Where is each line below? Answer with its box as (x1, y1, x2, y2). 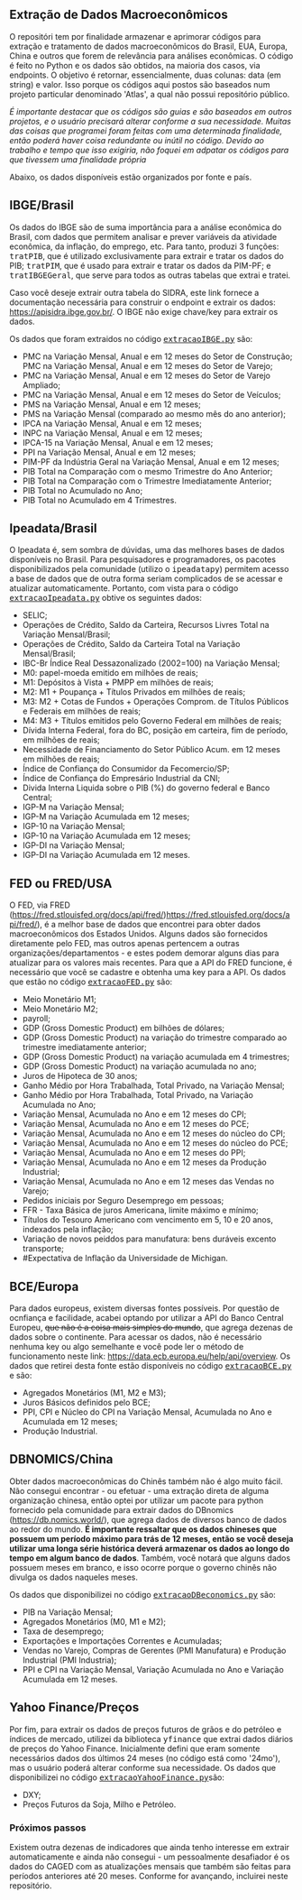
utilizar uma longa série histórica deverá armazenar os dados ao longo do (9, 1543, 290, 1554)
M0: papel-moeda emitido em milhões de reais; (22, 668, 198, 678)
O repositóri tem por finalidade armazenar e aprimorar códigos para (9, 31, 261, 42)
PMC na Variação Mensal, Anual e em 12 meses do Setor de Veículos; (22, 389, 281, 400)
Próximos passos (9, 1822, 87, 1834)
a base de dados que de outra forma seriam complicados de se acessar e (9, 573, 283, 585)
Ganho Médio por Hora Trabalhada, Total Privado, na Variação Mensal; (22, 1080, 286, 1091)
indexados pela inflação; (22, 1224, 114, 1235)
